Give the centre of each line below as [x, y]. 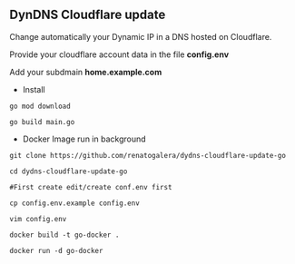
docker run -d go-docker [56, 250]
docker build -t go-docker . [64, 235]
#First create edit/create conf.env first [91, 187]
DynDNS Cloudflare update [88, 15]
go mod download [40, 106]
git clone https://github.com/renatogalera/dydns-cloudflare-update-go [147, 155]
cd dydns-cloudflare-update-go [69, 171]
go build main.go [42, 122]
